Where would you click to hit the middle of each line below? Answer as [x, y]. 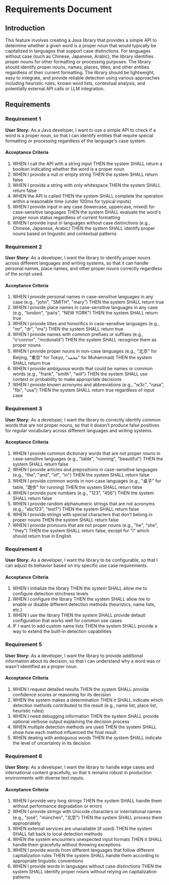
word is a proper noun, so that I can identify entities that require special [79, 135]
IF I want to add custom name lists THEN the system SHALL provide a [85, 626]
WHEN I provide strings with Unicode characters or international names [87, 812]
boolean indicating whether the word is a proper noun [68, 169]
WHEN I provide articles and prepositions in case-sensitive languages [85, 469]
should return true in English [42, 536]
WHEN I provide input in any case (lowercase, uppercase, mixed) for [84, 207]
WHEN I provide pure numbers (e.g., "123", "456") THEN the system [83, 493]
